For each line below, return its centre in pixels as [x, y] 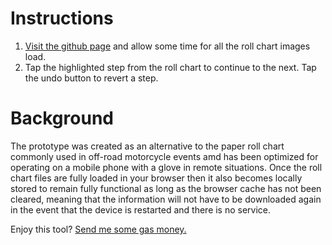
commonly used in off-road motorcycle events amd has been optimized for [164, 156]
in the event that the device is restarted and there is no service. [141, 209]
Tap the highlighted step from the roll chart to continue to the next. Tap [170, 67]
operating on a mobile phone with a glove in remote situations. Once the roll [166, 167]
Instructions [62, 18]
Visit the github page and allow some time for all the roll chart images [167, 46]
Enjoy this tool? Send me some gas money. [98, 229]
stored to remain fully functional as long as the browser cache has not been [166, 188]
